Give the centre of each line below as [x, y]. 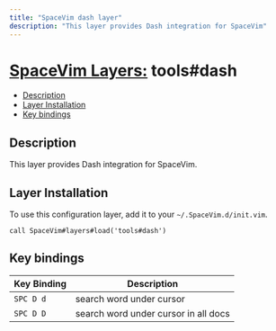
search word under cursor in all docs [153, 313]
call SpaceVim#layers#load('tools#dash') [88, 231]
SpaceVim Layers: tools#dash [124, 71]
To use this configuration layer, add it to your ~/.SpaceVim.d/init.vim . [138, 215]
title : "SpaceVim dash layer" [66, 18]
